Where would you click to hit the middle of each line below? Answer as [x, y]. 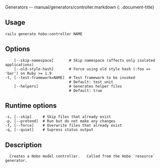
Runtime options [31, 106]
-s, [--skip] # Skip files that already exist [58, 117]
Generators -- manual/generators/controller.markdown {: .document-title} [80, 7]
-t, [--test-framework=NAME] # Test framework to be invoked [70, 78]
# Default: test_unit [91, 82]
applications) [20, 65]
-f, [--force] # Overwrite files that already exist [64, 126]
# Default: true [85, 91]
